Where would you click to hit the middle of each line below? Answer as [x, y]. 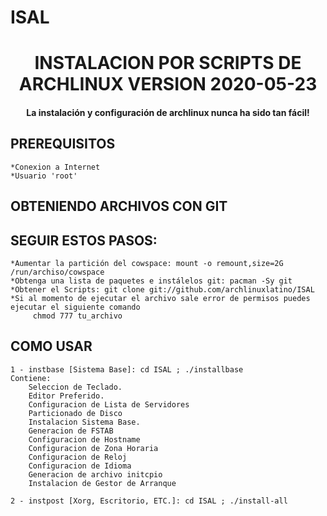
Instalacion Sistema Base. [84, 422]
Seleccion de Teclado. [75, 387]
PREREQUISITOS [63, 144]
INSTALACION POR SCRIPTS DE [168, 63]
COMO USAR [51, 346]
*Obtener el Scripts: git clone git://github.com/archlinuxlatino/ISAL [162, 289]
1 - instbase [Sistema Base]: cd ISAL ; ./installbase [127, 369]
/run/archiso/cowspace [57, 272]
